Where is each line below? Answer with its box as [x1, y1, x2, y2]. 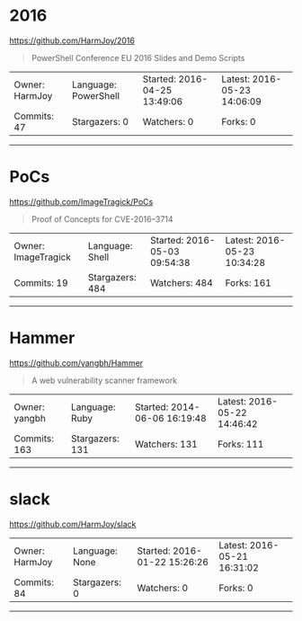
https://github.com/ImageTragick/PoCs [9, 196, 154, 207]
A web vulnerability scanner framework [31, 375, 178, 386]
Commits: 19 [13, 276, 69, 288]
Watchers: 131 [134, 438, 198, 450]
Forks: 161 [225, 276, 271, 288]
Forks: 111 [217, 438, 264, 450]
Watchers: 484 [149, 276, 213, 288]
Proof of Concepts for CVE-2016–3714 [31, 213, 173, 225]
